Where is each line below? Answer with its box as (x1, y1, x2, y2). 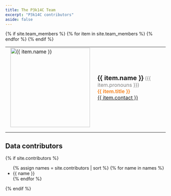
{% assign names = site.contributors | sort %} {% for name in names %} (12, 165, 164, 171)
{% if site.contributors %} (5, 155, 59, 161)
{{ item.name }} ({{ (97, 74, 151, 82)
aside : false (5, 17, 33, 22)
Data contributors (5, 142, 63, 150)
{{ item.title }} (97, 88, 131, 95)
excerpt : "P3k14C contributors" (5, 12, 74, 17)
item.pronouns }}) (97, 82, 140, 89)
